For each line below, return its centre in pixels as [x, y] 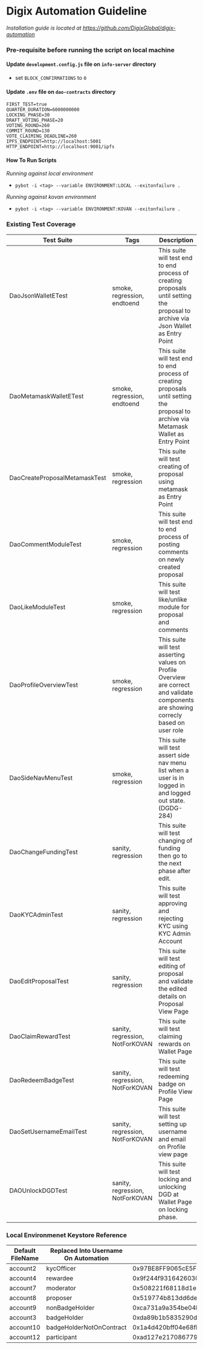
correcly [170, 715]
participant [62, 1338]
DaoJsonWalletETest [38, 296]
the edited [172, 989]
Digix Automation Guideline [76, 11]
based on [172, 723]
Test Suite [58, 240]
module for [174, 607]
